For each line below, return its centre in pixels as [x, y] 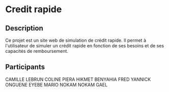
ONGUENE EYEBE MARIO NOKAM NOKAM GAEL [57, 84]
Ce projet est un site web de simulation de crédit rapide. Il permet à [76, 40]
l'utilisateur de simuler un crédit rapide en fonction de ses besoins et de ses [85, 46]
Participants [25, 67]
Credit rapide [34, 9]
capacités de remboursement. [37, 51]
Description [24, 28]
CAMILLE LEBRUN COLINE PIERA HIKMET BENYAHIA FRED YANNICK [78, 79]
